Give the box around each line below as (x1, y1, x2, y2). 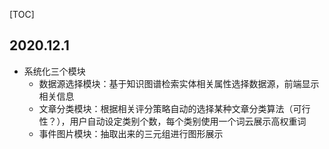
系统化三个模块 (23, 65, 86, 77)
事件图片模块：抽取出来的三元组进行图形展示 (38, 127, 224, 139)
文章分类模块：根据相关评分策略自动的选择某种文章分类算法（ (38, 102, 294, 114)
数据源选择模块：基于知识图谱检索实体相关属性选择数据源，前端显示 (38, 77, 320, 89)
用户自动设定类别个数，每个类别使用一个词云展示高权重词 (69, 115, 307, 127)
